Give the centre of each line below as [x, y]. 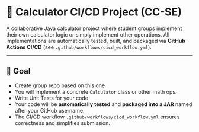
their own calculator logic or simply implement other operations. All [88, 34]
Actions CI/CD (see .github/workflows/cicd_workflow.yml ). [79, 47]
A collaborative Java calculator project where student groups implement [94, 28]
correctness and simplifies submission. [62, 123]
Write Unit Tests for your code [52, 98]
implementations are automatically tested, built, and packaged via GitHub [96, 41]
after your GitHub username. [49, 110]
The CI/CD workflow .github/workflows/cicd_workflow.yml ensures [97, 117]
